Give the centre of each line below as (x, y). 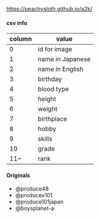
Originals (18, 175)
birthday (50, 79)
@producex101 (34, 195)
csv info (17, 23)
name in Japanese (64, 59)
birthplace (52, 119)
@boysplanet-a (35, 208)
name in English (61, 69)
